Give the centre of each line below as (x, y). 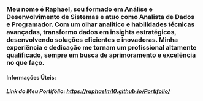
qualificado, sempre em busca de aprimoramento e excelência (101, 55)
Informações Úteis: (31, 77)
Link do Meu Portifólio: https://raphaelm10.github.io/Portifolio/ (88, 91)
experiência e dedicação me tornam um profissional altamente (101, 47)
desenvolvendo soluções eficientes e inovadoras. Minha (92, 40)
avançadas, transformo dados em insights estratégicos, (91, 32)
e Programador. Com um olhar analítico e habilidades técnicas (101, 24)
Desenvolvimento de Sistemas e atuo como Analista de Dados (101, 17)
